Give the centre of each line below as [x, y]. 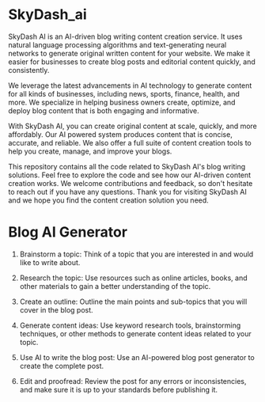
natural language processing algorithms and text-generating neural [117, 44]
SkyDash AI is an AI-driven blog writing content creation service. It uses [125, 36]
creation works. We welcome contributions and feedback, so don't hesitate [131, 183]
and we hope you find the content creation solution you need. [109, 200]
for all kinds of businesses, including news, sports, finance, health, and [124, 93]
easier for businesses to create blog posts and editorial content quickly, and [132, 62]
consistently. [29, 70]
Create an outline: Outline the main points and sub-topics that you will [133, 301]
